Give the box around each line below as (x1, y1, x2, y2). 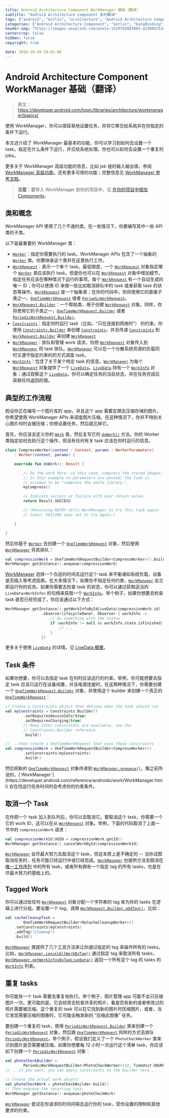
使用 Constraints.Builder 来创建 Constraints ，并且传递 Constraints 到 (12, 327, 160, 333)
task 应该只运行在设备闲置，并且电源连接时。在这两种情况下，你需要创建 (11, 682, 162, 688)
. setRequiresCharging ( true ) (23, 718, 82, 723)
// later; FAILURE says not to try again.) (23, 512, 116, 517)
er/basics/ (17, 112, 39, 118)
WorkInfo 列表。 (5, 963, 38, 969)
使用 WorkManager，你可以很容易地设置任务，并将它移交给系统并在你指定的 (5, 122, 164, 129)
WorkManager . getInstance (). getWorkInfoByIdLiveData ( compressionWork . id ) (5, 607, 161, 612)
